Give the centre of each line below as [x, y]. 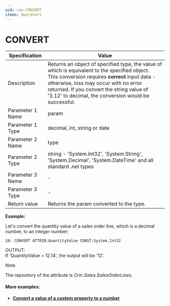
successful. [61, 102]
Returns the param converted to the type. [97, 204]
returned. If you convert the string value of [98, 90]
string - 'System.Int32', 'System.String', [95, 154]
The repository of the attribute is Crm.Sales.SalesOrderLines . [69, 275]
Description [22, 83]
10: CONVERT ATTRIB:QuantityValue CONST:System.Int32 [63, 241]
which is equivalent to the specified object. [99, 70]
